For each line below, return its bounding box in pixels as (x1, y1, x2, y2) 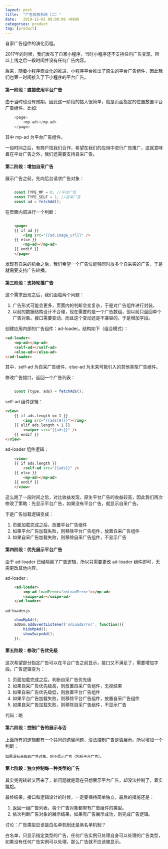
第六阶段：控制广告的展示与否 (5, 725, 66, 731)
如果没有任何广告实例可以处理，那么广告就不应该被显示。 (5, 838, 123, 845)
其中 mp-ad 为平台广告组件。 (5, 134, 65, 140)
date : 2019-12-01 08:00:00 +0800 (5, 17, 79, 22)
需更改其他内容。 (5, 565, 40, 571)
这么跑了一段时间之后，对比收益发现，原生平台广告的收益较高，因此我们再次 (5, 494, 163, 500)
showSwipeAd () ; (23, 631, 55, 636)
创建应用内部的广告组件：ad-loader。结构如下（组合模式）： (5, 325, 128, 331)
